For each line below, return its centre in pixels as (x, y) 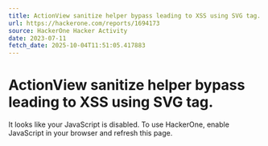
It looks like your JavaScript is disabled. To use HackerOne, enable (119, 124)
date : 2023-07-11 (37, 38)
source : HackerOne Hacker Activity (68, 30)
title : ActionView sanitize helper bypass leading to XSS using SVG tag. (135, 16)
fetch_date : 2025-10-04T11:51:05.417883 (77, 46)
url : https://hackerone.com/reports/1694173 (84, 23)
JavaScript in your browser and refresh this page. (91, 133)
